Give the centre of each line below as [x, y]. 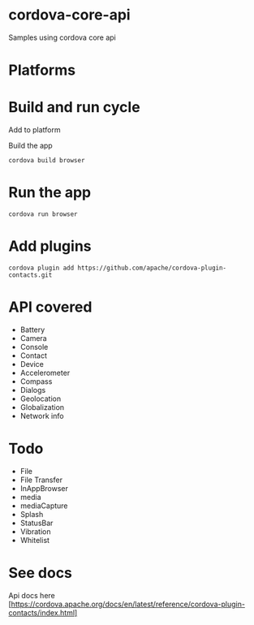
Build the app [30, 146]
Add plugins [50, 246]
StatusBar [37, 523]
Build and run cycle [74, 108]
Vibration [35, 531]
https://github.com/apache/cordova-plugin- [152, 268]
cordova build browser [47, 161]
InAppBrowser [44, 488]
